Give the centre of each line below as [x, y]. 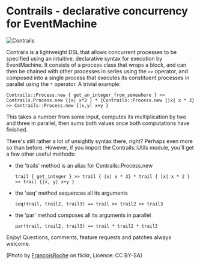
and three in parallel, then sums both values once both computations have [98, 123]
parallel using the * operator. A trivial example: [64, 84]
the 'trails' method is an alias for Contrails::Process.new [84, 165]
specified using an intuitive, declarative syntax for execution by [84, 58]
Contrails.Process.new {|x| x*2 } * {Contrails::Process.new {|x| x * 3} [101, 100]
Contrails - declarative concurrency [97, 11]
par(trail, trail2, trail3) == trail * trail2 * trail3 [86, 226]
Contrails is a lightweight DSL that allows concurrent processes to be [92, 52]
